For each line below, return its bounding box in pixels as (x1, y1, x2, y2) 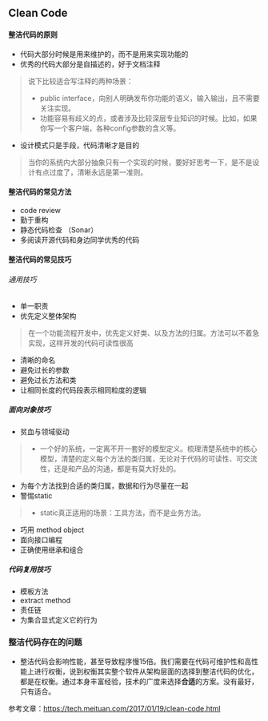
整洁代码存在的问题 (8, 637, 82, 648)
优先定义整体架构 (19, 311, 77, 320)
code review (19, 205, 62, 215)
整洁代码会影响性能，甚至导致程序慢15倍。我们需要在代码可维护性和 (19, 656, 245, 666)
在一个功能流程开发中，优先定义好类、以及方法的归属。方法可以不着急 (27, 328, 260, 337)
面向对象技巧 (8, 405, 50, 415)
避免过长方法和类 (19, 375, 77, 385)
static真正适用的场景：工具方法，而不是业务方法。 (39, 508, 206, 518)
